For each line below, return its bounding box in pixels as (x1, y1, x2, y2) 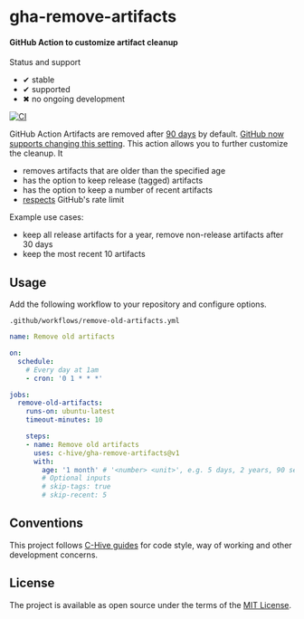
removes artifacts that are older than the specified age (22, 166, 226, 176)
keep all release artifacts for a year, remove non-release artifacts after (22, 229, 284, 241)
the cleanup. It (9, 148, 63, 159)
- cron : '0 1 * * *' (25, 374, 103, 383)
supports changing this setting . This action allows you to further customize (9, 138, 289, 149)
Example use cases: (9, 212, 84, 223)
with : (33, 457, 54, 466)
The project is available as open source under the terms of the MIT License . (9, 599, 292, 610)
